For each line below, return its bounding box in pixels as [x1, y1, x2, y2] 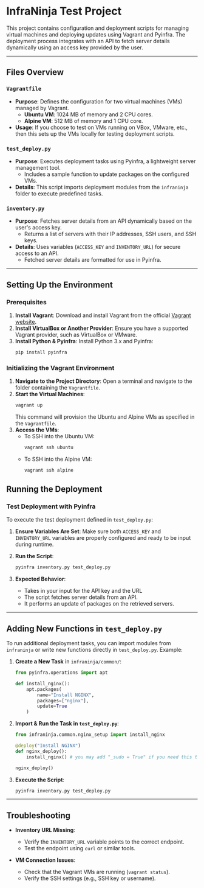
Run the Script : [15, 553, 54, 560]
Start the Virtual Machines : [15, 391, 85, 398]
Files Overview [6, 67, 64, 77]
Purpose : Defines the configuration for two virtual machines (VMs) [15, 97, 183, 105]
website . [15, 318, 37, 325]
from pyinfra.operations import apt [15, 669, 108, 676]
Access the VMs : [15, 426, 59, 433]
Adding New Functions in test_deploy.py [6, 623, 163, 634]
